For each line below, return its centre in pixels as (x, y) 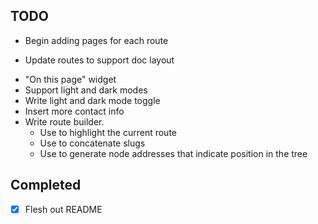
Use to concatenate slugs (92, 143)
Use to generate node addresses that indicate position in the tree (173, 153)
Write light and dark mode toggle (92, 100)
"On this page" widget (70, 79)
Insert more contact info (74, 111)
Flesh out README (63, 209)
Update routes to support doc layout (99, 60)
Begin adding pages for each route (96, 40)
